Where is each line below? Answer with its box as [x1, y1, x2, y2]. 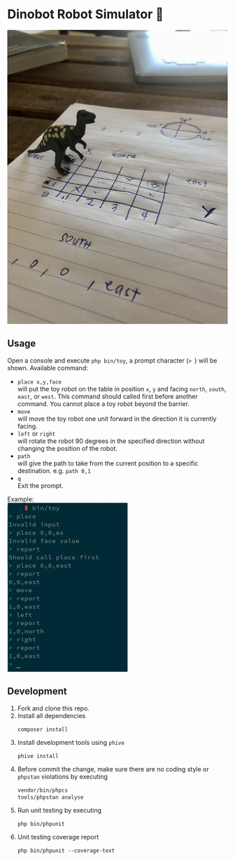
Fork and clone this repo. [17, 703, 90, 713]
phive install [17, 752, 59, 759]
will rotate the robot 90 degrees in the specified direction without [17, 437, 205, 445]
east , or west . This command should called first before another [17, 392, 198, 400]
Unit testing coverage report [17, 832, 99, 841]
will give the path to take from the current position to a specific [17, 458, 199, 468]
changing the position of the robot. [17, 444, 117, 452]
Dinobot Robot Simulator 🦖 [7, 6, 164, 22]
